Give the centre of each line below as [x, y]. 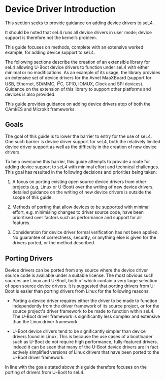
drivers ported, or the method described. [54, 243]
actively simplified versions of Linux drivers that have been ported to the [86, 352]
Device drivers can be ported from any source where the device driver [77, 270]
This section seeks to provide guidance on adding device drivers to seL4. [80, 23]
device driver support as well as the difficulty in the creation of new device [81, 147]
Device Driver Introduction [60, 9]
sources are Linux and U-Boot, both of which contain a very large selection [81, 281]
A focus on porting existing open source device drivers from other [79, 182]
